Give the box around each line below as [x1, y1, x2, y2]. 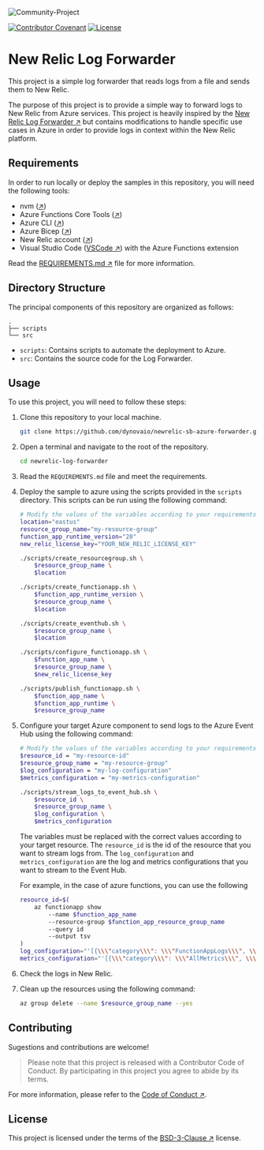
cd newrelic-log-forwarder [19, 458, 109, 466]
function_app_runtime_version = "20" [19, 533, 137, 541]
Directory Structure [8, 281, 106, 295]
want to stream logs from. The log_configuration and [19, 848, 195, 858]
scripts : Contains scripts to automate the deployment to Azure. [19, 345, 226, 354]
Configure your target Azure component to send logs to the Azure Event [19, 721, 254, 730]
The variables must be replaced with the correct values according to [19, 832, 242, 841]
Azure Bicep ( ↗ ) [19, 226, 73, 236]
